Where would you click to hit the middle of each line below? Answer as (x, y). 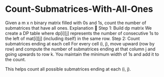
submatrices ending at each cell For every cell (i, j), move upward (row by (80, 43)
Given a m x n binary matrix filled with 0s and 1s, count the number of (76, 23)
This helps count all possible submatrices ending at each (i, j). (68, 69)
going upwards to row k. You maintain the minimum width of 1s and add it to (82, 54)
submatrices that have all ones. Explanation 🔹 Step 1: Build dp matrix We (79, 28)
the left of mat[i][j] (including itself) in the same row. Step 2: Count (72, 38)
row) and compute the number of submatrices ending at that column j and (80, 49)
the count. (16, 59)
